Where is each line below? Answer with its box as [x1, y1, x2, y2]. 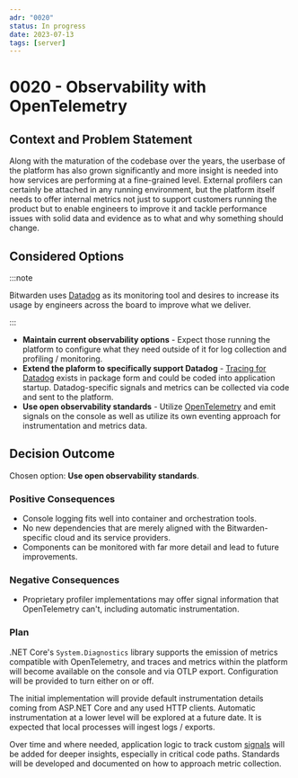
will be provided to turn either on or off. [9, 675, 154, 686]
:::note [9, 273, 33, 283]
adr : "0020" [9, 13, 54, 22]
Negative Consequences [9, 574, 119, 586]
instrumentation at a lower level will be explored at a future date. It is [9, 711, 262, 722]
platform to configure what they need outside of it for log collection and [22, 344, 287, 355]
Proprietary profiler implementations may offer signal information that [22, 595, 279, 605]
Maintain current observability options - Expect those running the [22, 335, 271, 345]
